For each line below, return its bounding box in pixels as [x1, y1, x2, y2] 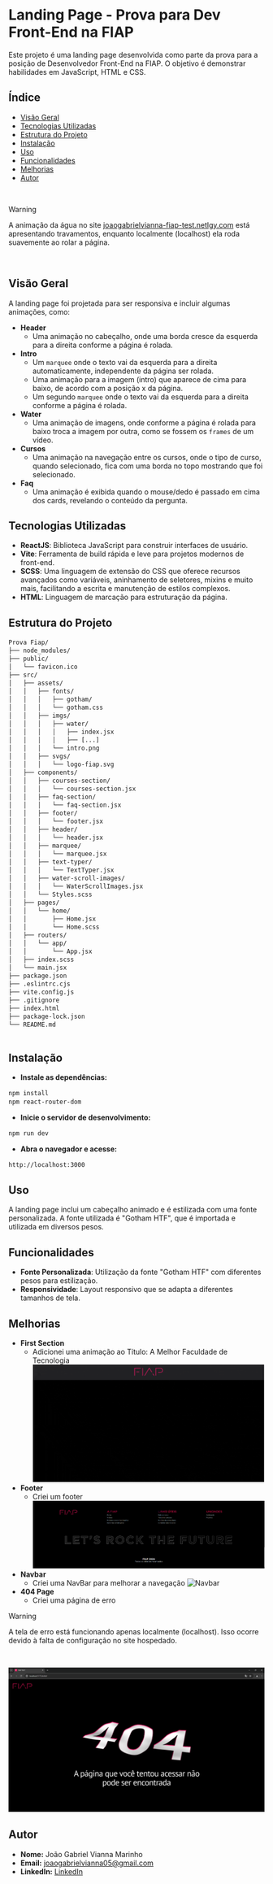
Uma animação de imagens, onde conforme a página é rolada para [32, 417, 256, 428]
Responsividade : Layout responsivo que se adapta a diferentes [19, 1285, 233, 1294]
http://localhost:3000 [8, 1160, 85, 1168]
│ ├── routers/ [8, 931, 67, 940]
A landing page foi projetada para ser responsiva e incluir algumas [8, 298, 231, 308]
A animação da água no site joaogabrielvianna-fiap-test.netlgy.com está [8, 220, 250, 229]
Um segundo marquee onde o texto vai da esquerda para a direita [32, 392, 249, 402]
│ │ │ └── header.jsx [8, 833, 104, 842]
